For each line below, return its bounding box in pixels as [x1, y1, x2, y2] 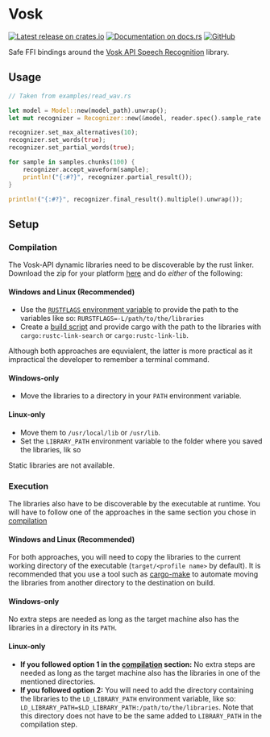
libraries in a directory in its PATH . [8, 622, 117, 633]
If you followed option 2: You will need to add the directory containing [19, 685, 254, 694]
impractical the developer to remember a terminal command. [8, 355, 210, 364]
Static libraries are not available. [8, 460, 115, 470]
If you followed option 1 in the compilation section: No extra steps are [19, 659, 255, 669]
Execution [8, 481, 49, 492]
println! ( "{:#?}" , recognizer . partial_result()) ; [23, 173, 193, 181]
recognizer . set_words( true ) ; [8, 136, 106, 144]
